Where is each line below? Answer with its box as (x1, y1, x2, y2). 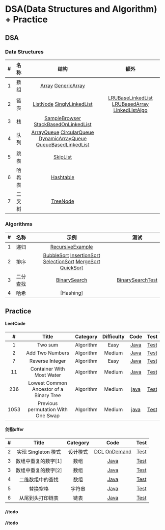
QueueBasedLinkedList (36, 141, 89, 148)
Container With (30, 365, 65, 372)
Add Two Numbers (26, 349, 70, 356)
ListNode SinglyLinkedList (32, 100, 93, 107)
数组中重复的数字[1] (15, 458, 62, 465)
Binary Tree (34, 392, 61, 399)
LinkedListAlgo (113, 107, 148, 114)
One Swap (35, 412, 60, 419)
